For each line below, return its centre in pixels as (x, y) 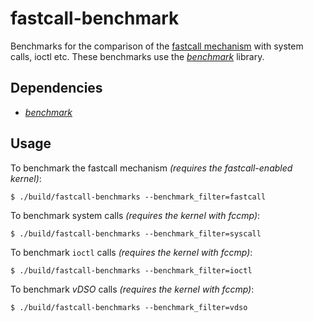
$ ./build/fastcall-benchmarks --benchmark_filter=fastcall (138, 197)
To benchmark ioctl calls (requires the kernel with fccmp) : (131, 252)
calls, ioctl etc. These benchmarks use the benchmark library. (137, 56)
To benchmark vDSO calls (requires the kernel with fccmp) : (132, 289)
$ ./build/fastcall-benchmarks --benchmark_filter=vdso (129, 307)
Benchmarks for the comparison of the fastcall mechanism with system (157, 46)
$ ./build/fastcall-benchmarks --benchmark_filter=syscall (136, 233)
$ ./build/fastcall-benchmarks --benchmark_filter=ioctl (131, 270)
